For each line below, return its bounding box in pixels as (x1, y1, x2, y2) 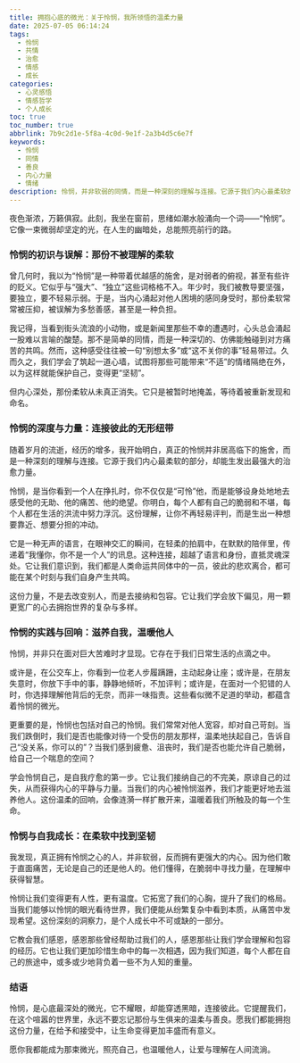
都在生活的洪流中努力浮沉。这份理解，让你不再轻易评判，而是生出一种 (24, 508, 283, 519)
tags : (9, 29, 29, 38)
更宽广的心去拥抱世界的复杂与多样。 (9, 602, 143, 612)
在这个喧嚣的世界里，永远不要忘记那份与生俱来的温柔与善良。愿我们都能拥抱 (9, 1014, 291, 1025)
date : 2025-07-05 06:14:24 (9, 21, 110, 30)
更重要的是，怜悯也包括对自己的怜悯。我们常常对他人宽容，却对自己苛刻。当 (9, 719, 291, 730)
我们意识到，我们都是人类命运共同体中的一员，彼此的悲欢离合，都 (39, 560, 283, 571)
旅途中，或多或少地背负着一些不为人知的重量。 (24, 957, 197, 967)
